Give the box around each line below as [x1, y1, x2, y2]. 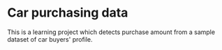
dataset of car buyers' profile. [7, 35, 93, 43]
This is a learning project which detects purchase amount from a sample [7, 28, 215, 36]
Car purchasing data [7, 5, 128, 21]
